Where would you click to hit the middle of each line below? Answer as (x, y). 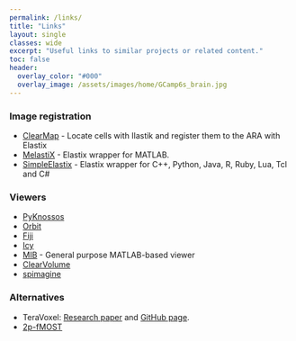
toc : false (30, 59)
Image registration (50, 116)
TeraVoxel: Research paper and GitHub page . (106, 317)
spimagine (41, 274)
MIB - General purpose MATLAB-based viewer (108, 255)
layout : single (38, 34)
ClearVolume (46, 265)
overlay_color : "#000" (60, 76)
